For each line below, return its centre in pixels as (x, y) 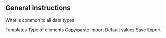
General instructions (38, 8)
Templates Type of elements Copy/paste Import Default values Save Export (83, 30)
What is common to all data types (40, 20)
